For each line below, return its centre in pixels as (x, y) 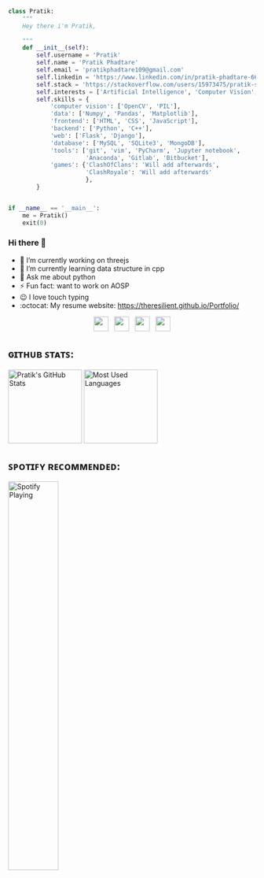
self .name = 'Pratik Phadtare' (88, 63)
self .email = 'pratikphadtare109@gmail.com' (110, 70)
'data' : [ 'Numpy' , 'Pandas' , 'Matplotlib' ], (124, 114)
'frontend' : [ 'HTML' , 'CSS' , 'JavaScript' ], (124, 121)
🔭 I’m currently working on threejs (74, 260)
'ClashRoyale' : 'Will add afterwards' (149, 172)
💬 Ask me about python (57, 276)
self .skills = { (63, 99)
